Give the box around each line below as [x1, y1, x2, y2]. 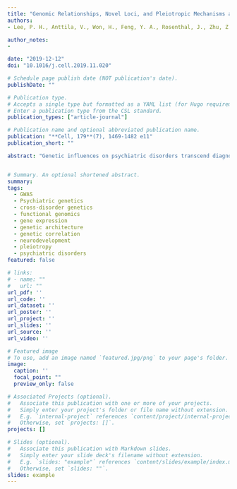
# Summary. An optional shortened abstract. [7, 171, 140, 179]
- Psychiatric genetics [13, 198, 83, 205]
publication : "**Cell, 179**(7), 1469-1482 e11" [7, 133, 153, 140]
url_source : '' [7, 328, 52, 335]
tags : [7, 184, 23, 191]
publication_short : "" [7, 140, 74, 147]
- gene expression [13, 217, 68, 224]
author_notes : [7, 36, 49, 43]
